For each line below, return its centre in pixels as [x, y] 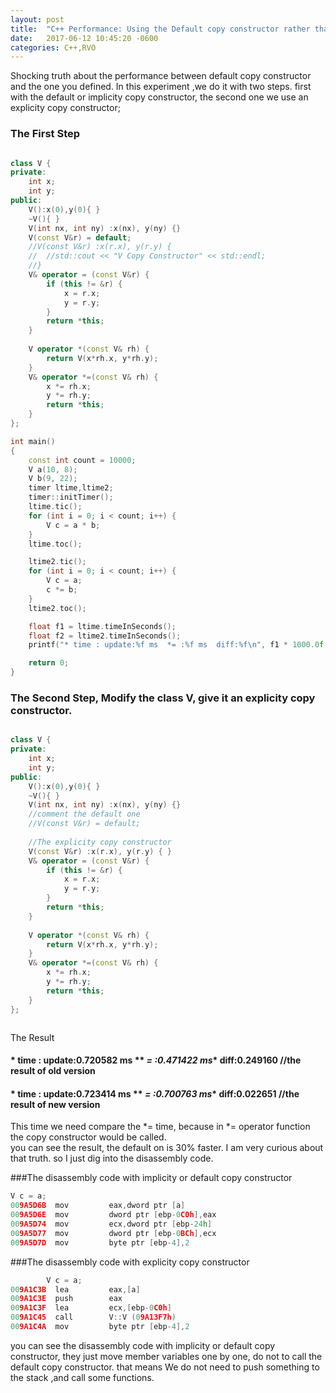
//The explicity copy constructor [100, 842]
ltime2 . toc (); [57, 608]
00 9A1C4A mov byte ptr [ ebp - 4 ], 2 [100, 1327]
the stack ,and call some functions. [82, 1377]
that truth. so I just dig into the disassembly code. [112, 1158]
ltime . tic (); [55, 507]
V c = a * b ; [73, 525]
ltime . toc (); [55, 544]
